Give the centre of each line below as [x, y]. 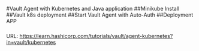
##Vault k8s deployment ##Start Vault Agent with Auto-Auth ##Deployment [100, 15]
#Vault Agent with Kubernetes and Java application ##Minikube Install [93, 9]
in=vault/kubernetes [31, 42]
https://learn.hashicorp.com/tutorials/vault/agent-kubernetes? [96, 36]
